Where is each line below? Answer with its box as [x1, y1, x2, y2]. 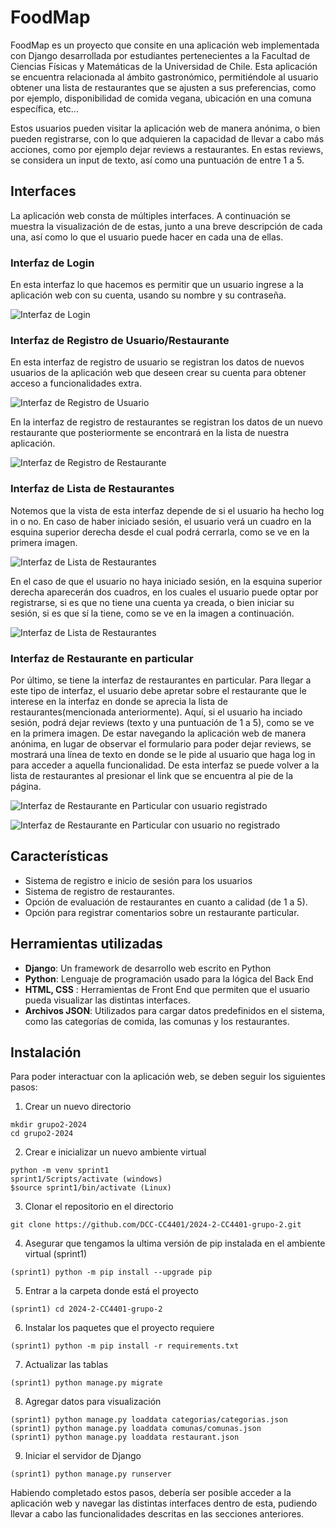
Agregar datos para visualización [24, 1396, 162, 1408]
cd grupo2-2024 [10, 1129, 74, 1139]
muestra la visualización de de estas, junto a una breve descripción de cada [10, 220, 323, 232]
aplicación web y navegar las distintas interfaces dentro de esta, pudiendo [10, 1497, 318, 1510]
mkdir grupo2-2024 [10, 1120, 87, 1130]
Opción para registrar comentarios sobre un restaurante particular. [24, 906, 300, 918]
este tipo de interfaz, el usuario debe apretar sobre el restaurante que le [10, 684, 307, 696]
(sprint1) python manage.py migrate [10, 1378, 163, 1388]
